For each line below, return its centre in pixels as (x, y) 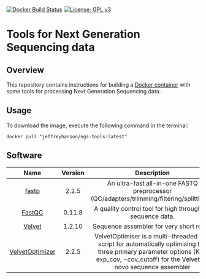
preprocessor (152, 191)
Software (24, 156)
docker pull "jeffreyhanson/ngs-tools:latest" (67, 136)
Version (73, 173)
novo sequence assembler (153, 267)
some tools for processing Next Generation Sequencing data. (84, 91)
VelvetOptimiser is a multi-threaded (146, 236)
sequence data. (153, 216)
